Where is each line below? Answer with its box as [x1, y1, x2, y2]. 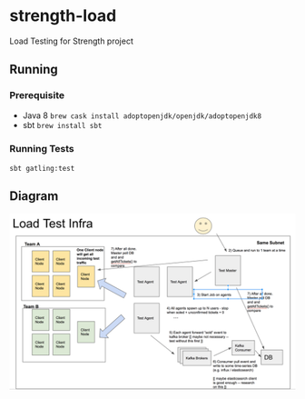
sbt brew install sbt [22, 119, 103, 130]
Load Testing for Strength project [9, 35, 134, 46]
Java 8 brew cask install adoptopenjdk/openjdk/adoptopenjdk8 [22, 110, 261, 121]
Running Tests [9, 142, 74, 155]
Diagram [9, 188, 59, 204]
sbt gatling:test [9, 164, 75, 173]
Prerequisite [9, 89, 65, 102]
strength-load [9, 5, 117, 26]
